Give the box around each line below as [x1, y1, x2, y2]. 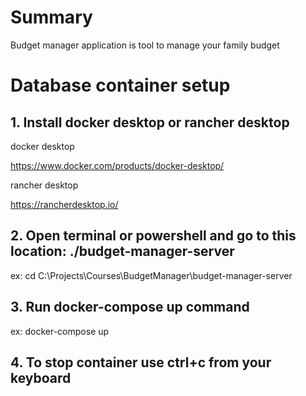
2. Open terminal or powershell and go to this [10, 227, 297, 245]
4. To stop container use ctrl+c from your [10, 354, 272, 371]
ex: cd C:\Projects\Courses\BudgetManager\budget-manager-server [10, 269, 293, 281]
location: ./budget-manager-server [10, 243, 235, 260]
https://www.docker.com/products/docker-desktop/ [10, 159, 225, 171]
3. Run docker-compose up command [10, 299, 250, 316]
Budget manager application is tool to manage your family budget [10, 39, 280, 51]
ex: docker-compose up [10, 325, 110, 337]
